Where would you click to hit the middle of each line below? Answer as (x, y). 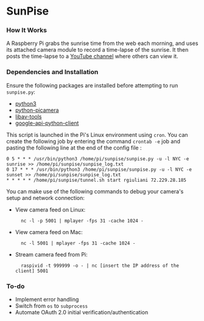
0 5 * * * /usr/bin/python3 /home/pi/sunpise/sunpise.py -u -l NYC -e (98, 159)
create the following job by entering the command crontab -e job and (93, 141)
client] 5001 (32, 271)
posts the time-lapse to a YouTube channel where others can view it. (92, 57)
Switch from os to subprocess (51, 306)
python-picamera (37, 110)
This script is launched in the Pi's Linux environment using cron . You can (97, 134)
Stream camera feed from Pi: (51, 254)
